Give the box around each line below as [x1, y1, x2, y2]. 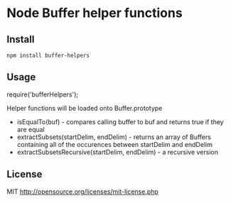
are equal [16, 125, 45, 133]
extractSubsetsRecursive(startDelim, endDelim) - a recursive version [16, 148, 218, 156]
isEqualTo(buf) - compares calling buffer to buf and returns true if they [16, 117, 225, 126]
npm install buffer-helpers [6, 52, 90, 59]
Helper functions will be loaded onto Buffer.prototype [6, 104, 163, 112]
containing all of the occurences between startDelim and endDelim [16, 140, 213, 148]
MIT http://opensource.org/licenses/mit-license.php [6, 187, 159, 196]
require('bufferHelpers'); [6, 90, 79, 99]
